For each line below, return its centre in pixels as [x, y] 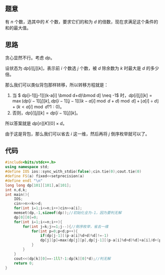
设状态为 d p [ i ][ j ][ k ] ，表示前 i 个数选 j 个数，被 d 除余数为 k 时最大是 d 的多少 [82, 68]
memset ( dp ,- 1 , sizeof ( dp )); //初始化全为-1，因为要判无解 [68, 213]
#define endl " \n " [24, 181]
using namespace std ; [27, 167]
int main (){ [17, 194]
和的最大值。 [18, 28]
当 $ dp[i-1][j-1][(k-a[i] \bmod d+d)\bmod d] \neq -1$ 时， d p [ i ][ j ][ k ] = [82, 95]
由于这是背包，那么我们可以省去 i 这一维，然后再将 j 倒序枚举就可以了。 [77, 134]
